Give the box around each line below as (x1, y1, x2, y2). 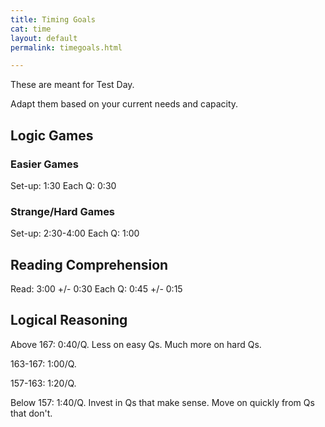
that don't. (10, 407, 53, 419)
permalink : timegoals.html (10, 42, 123, 53)
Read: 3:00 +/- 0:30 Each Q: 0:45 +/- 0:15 (10, 283, 183, 295)
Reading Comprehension (10, 256, 169, 273)
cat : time (10, 24, 52, 34)
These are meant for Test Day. (10, 79, 135, 91)
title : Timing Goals (10, 14, 97, 25)
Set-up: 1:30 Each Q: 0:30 (10, 179, 117, 191)
